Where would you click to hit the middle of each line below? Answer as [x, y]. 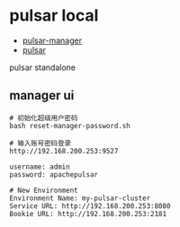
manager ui [42, 96]
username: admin [40, 167]
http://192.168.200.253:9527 [64, 151]
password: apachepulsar [54, 175]
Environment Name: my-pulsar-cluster [80, 198]
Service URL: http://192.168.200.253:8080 [90, 206]
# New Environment [44, 190]
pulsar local [54, 16]
